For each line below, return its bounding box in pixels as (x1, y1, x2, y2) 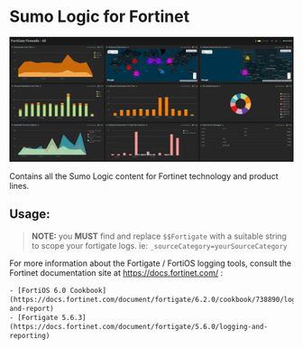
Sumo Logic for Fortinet (9, 6, 190, 27)
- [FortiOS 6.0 (9, 286, 67, 295)
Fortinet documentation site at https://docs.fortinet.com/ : (9, 267, 224, 278)
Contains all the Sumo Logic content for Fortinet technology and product (9, 170, 279, 182)
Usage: (9, 206, 51, 222)
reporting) (9, 331, 50, 340)
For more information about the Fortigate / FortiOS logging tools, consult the (9, 258, 292, 269)
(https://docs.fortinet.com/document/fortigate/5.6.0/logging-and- (9, 322, 269, 331)
